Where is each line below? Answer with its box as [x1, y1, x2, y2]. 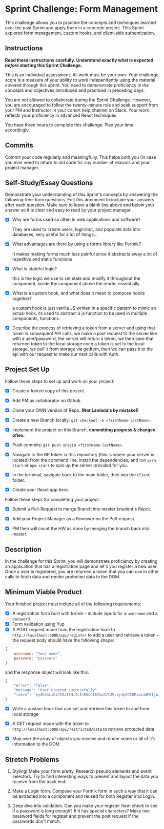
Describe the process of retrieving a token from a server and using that [12, 325, 155, 331]
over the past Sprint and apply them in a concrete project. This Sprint [5, 24, 144, 30]
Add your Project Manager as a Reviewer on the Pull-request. [12, 516, 136, 522]
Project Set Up [5, 365, 50, 374]
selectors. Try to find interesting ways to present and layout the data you [12, 773, 159, 779]
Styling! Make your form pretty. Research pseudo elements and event [12, 768, 152, 774]
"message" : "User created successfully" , [14, 688, 99, 693]
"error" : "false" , [14, 683, 51, 688]
